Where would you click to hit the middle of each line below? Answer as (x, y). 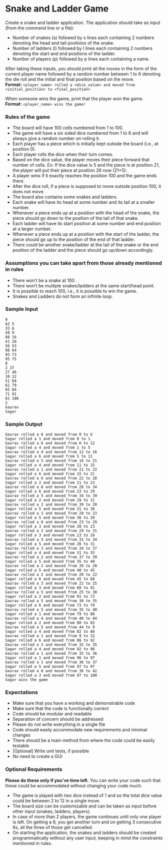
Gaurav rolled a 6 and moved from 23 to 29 (51, 522)
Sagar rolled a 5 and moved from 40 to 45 (50, 570)
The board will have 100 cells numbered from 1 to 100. (68, 128)
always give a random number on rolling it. (56, 139)
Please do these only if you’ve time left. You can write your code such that (83, 780)
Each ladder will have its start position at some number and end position (86, 224)
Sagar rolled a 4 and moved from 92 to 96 (50, 649)
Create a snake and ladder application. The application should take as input (83, 23)
